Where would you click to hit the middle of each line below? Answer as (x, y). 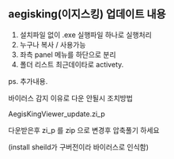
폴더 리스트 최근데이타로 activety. (72, 64)
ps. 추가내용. (28, 81)
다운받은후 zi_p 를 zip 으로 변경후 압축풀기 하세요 (84, 130)
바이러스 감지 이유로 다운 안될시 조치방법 (70, 98)
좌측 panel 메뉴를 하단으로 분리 (68, 55)
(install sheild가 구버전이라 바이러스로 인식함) (78, 147)
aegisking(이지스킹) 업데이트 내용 (87, 14)
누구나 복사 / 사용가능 (53, 44)
